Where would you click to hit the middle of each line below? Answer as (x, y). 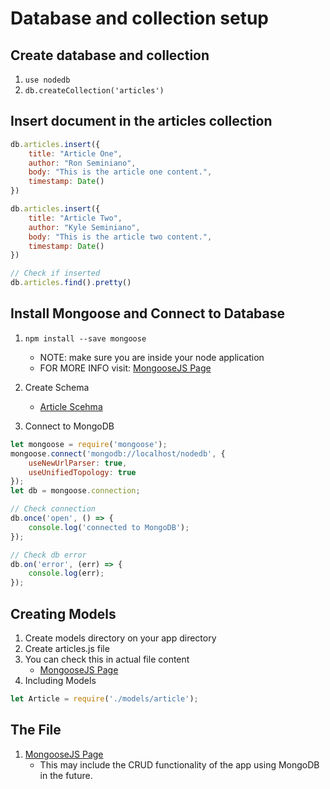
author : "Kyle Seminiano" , (84, 227)
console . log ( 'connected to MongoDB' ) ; (109, 527)
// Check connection (53, 509)
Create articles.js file (67, 648)
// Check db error (48, 555)
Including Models (60, 680)
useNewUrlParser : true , (78, 463)
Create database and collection (110, 55)
